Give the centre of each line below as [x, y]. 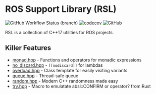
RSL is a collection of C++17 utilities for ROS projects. [60, 32]
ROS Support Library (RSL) [61, 9]
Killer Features [28, 48]
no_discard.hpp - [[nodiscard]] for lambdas [57, 65]
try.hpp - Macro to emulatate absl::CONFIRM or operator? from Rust [81, 86]
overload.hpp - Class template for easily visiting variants [70, 70]
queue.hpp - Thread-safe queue [45, 76]
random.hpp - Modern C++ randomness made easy [65, 81]
